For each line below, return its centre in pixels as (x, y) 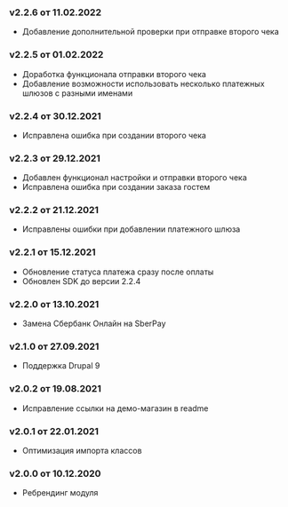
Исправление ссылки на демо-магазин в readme (115, 408)
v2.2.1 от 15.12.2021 (52, 252)
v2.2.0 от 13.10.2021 (54, 304)
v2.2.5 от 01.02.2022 (56, 55)
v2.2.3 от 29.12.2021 (55, 158)
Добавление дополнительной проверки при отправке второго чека (151, 32)
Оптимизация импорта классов (82, 450)
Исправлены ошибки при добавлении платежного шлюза (131, 229)
